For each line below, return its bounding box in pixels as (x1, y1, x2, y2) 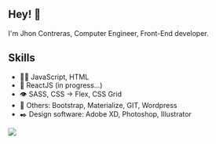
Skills (8, 52, 35, 65)
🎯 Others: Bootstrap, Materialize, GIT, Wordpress (19, 100, 178, 110)
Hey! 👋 (8, 8, 42, 21)
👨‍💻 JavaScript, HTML (19, 72, 90, 81)
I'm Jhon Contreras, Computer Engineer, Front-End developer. (8, 28, 210, 38)
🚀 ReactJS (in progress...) (19, 80, 103, 90)
